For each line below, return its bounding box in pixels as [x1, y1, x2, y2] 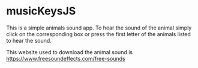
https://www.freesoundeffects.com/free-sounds [6, 55, 125, 62]
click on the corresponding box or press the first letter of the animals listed [6, 30, 191, 37]
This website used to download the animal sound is [6, 48, 133, 55]
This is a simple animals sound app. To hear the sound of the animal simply [6, 24, 192, 31]
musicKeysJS [6, 4, 76, 18]
